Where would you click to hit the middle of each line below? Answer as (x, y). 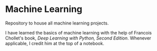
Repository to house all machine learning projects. (57, 23)
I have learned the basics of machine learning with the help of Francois (78, 32)
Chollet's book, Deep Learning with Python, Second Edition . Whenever (78, 38)
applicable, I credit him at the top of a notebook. (55, 43)
